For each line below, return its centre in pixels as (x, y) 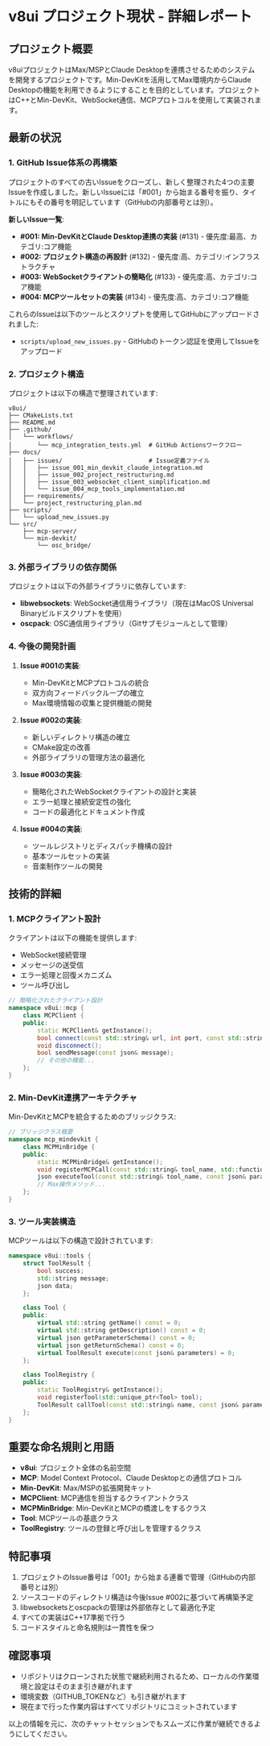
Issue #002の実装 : (51, 720)
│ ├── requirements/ (46, 496)
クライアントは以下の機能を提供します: (73, 938)
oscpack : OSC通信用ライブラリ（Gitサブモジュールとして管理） (126, 624)
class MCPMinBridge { (59, 1147)
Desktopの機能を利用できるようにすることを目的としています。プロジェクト (134, 90)
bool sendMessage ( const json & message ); (106, 1053)
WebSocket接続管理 (53, 955)
